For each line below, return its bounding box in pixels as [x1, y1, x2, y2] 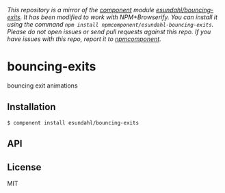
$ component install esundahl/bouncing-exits [7, 119, 139, 126]
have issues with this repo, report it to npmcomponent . [7, 35, 162, 43]
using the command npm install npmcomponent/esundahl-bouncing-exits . [7, 21, 214, 28]
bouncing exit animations [7, 81, 78, 90]
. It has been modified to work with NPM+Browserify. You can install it [20, 13, 217, 21]
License [7, 161, 42, 173]
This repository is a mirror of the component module [7, 6, 155, 14]
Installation [7, 101, 56, 113]
